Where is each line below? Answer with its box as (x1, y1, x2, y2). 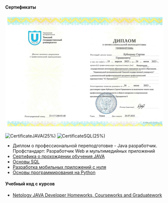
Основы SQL (12, 159, 40, 165)
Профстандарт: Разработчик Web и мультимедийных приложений (12, 148, 155, 154)
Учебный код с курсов (5, 181, 55, 187)
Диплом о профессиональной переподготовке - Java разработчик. (12, 143, 157, 149)
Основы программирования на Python (12, 169, 96, 175)
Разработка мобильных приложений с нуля (12, 164, 107, 170)
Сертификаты (5, 4, 36, 10)
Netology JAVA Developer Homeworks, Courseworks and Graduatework (12, 192, 162, 198)
